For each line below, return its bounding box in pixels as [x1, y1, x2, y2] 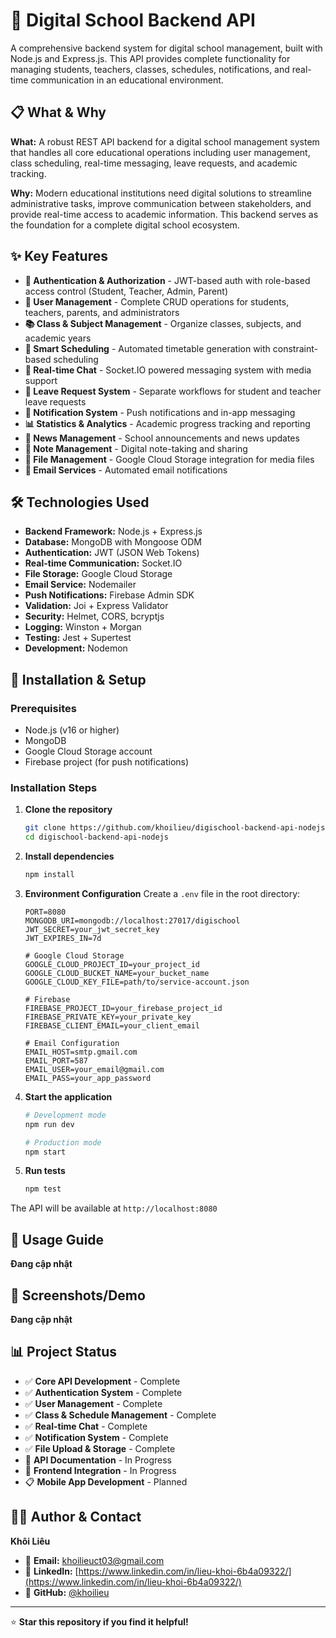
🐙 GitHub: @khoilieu [24, 1586, 110, 1598]
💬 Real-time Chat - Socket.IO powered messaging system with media [24, 364, 312, 376]
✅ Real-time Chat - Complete [24, 1420, 148, 1432]
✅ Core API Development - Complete [24, 1375, 181, 1387]
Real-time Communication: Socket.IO [24, 557, 183, 569]
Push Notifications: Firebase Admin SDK [24, 589, 195, 601]
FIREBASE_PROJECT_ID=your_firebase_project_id [24, 1003, 223, 1013]
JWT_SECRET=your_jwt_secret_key [24, 924, 160, 934]
